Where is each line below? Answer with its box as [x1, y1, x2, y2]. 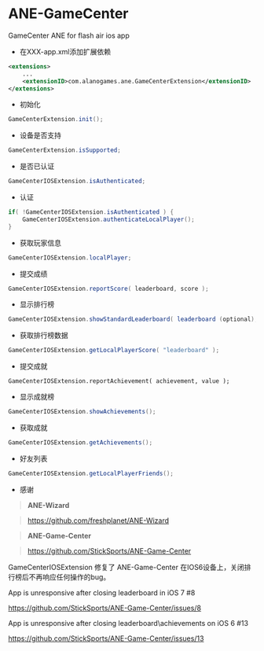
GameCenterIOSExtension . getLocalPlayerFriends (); [8, 469, 174, 477]
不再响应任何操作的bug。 [28, 572, 111, 582]
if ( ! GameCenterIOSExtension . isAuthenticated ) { [8, 208, 174, 216]
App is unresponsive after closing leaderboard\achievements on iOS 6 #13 [8, 618, 249, 627]
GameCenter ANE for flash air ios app [8, 31, 130, 40]
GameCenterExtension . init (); [8, 116, 104, 123]
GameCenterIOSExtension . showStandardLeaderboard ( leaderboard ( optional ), [8, 315, 258, 323]
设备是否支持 [19, 131, 61, 140]
